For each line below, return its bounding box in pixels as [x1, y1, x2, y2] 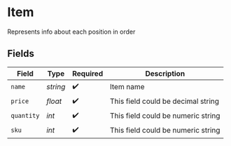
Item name [109, 82, 145, 92]
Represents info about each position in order [7, 27, 136, 36]
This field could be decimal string [109, 96, 219, 106]
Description [145, 68, 185, 78]
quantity [10, 112, 40, 120]
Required [72, 68, 104, 78]
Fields [7, 48, 35, 60]
